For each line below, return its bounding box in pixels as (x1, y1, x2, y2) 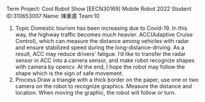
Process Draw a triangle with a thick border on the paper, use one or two (15, 76, 199, 83)
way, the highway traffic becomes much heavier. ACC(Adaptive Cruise (15, 31, 193, 38)
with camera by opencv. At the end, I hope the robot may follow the (15, 63, 185, 70)
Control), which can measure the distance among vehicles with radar (15, 38, 190, 44)
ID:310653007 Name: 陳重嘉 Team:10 (6, 12, 100, 19)
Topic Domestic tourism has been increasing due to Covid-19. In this (15, 24, 188, 32)
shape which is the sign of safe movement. (15, 70, 124, 76)
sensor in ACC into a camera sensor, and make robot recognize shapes (15, 57, 195, 64)
